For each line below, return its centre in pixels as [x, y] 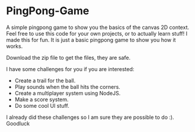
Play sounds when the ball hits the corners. [67, 86]
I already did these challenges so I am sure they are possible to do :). [90, 117]
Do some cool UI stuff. [42, 105]
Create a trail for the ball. [45, 81]
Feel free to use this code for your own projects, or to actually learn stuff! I [97, 33]
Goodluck [18, 123]
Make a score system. [42, 99]
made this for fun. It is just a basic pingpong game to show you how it [91, 40]
